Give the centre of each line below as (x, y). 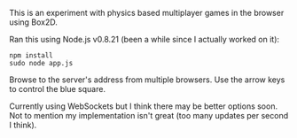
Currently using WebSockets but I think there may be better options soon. (143, 106)
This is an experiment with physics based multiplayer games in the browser (147, 13)
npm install (31, 56)
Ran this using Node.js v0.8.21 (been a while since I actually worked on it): (145, 39)
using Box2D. (33, 22)
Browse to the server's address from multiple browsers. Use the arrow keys (147, 80)
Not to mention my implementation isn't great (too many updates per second (149, 115)
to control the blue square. (58, 89)
